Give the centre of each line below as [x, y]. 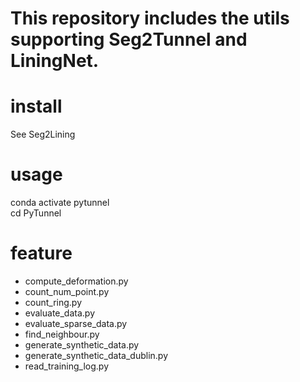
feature [41, 253]
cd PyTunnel [36, 213]
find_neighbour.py [62, 334]
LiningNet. [55, 61]
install [36, 106]
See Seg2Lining [43, 134]
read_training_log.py [67, 366]
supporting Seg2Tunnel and [129, 39]
